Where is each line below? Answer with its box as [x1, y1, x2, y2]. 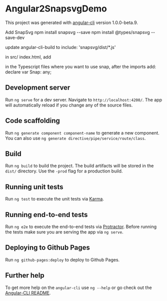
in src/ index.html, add [5, 53, 51, 60]
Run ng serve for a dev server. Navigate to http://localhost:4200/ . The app [5, 96, 162, 102]
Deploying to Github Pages [5, 243, 90, 252]
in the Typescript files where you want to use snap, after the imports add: [5, 63, 156, 69]
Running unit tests [5, 182, 63, 191]
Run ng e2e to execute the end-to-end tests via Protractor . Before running [5, 223, 157, 229]
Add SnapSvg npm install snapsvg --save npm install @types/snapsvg [5, 29, 150, 35]
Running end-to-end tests [5, 210, 88, 219]
